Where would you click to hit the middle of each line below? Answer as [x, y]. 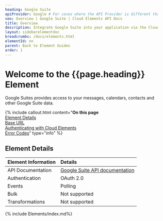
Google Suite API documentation [98, 170]
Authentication [24, 178]
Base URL [15, 123]
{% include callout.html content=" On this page [52, 113]
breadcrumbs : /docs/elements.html [40, 37]
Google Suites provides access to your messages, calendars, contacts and [80, 98]
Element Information [32, 162]
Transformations [26, 202]
